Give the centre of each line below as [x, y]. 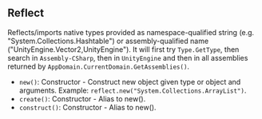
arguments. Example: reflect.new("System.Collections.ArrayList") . [133, 90]
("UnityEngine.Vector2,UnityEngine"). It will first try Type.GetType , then [123, 49]
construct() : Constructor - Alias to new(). [87, 107]
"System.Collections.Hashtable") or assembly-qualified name [108, 41]
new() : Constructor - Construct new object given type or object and [130, 81]
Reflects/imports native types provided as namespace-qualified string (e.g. [131, 32]
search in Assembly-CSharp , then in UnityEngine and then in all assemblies [128, 58]
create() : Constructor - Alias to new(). [82, 98]
